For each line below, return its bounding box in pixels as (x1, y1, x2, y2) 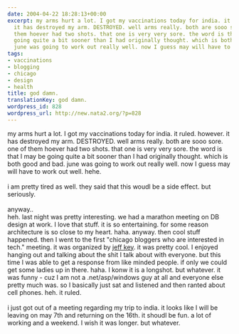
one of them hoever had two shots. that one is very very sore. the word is (7, 144, 223, 153)
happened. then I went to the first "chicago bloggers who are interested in (7, 235, 224, 244)
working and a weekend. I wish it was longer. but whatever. (7, 318, 181, 327)
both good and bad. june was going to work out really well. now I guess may (7, 160, 230, 168)
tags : (7, 51, 23, 58)
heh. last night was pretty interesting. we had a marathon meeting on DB (7, 212, 219, 221)
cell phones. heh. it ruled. (7, 288, 82, 296)
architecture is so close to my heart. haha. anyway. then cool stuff (7, 227, 201, 236)
